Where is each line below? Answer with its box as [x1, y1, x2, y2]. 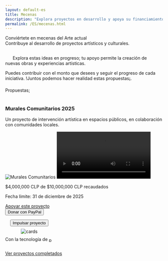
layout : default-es [5, 7, 46, 13]
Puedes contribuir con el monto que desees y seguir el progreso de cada [5, 70, 156, 76]
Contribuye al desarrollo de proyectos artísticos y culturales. [5, 41, 130, 47]
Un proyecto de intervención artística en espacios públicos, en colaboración [5, 116, 162, 122]
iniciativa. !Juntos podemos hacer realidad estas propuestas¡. [5, 76, 132, 82]
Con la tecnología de [5, 236, 48, 242]
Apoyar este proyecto [5, 203, 50, 209]
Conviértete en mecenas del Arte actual [5, 35, 87, 41]
